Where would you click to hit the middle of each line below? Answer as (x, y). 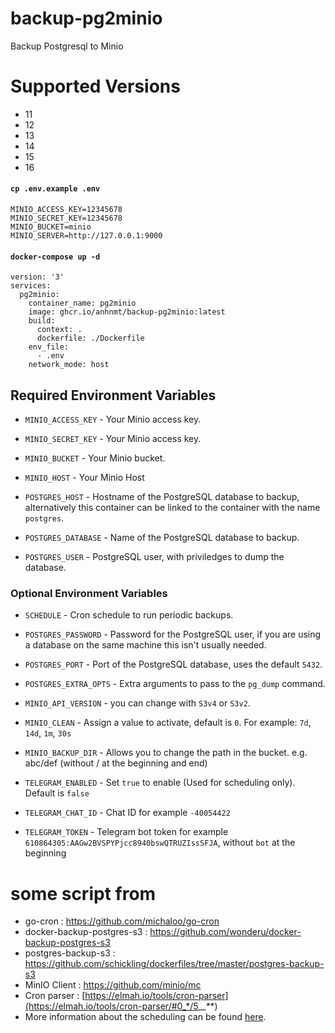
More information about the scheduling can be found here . (145, 1017)
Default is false (57, 793)
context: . (59, 330)
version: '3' (37, 277)
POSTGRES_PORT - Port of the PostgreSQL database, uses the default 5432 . (173, 664)
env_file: (49, 347)
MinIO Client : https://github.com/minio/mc (113, 985)
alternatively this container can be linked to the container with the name (172, 508)
